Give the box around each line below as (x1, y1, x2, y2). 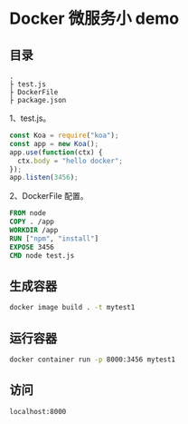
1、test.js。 (9, 113, 52, 123)
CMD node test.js (9, 251, 75, 260)
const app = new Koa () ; (9, 139, 99, 148)
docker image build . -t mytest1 (9, 303, 136, 312)
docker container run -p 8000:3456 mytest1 (9, 355, 176, 364)
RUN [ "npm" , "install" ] (9, 233, 99, 243)
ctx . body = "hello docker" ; (17, 156, 124, 165)
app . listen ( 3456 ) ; (9, 173, 79, 182)
